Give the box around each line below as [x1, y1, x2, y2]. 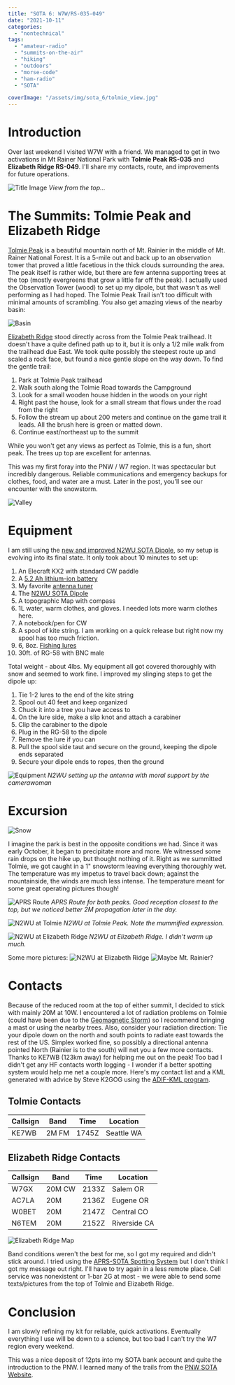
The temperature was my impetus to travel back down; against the [8, 869, 199, 878]
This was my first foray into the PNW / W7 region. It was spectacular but [8, 462, 216, 471]
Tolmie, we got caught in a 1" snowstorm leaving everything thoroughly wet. [8, 862, 227, 870]
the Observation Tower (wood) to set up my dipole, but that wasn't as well [8, 283, 221, 291]
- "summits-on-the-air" [14, 50, 83, 57]
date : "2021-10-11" [8, 17, 65, 24]
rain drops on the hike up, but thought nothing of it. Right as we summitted [8, 854, 222, 862]
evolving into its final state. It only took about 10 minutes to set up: [8, 553, 199, 562]
